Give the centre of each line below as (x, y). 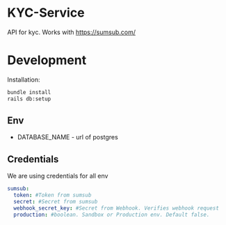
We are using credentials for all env (58, 176)
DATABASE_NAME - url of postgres (67, 137)
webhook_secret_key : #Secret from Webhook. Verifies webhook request (116, 208)
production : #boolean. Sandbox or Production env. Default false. (112, 215)
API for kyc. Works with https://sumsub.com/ (71, 32)
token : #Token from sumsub (53, 195)
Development (47, 60)
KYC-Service (46, 13)
